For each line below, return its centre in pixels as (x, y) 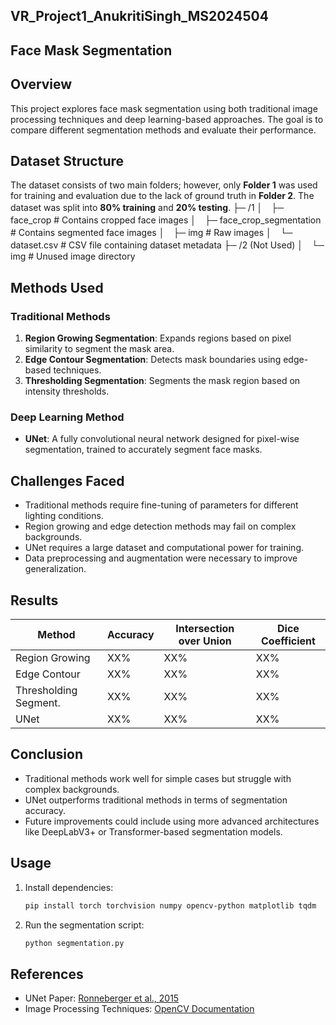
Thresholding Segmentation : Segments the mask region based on (162, 381)
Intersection (205, 629)
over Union (205, 641)
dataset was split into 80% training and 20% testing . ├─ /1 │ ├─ (147, 208)
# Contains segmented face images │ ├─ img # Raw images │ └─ (151, 233)
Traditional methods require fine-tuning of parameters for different (161, 505)
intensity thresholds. (67, 391)
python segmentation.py (74, 943)
